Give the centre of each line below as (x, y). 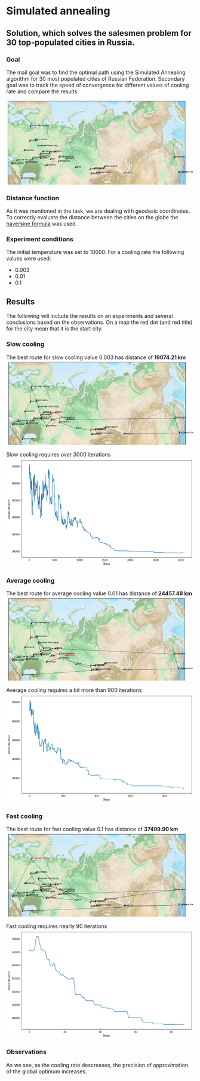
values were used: (29, 259)
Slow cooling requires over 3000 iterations (59, 455)
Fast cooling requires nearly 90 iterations (57, 926)
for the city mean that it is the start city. (55, 329)
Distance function (33, 198)
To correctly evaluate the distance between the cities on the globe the (92, 218)
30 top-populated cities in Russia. (71, 42)
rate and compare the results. (42, 91)
